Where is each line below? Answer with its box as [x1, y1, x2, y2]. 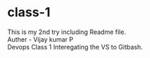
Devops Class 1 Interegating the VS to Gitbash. [7, 42, 143, 51]
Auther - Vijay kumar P [7, 35, 74, 43]
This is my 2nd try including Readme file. [7, 28, 126, 36]
